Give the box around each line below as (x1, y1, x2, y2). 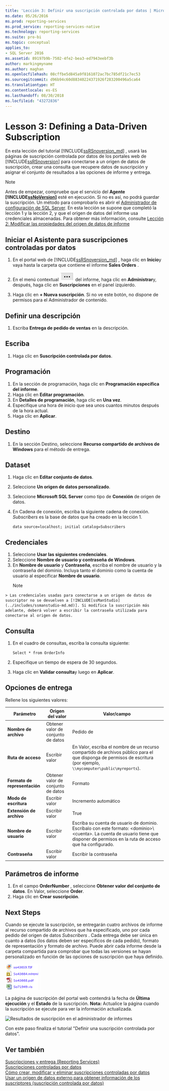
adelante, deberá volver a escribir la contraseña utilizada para (5, 608, 147, 613)
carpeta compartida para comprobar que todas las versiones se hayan (5, 949, 151, 955)
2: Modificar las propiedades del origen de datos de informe (5, 221, 130, 227)
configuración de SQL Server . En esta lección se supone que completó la (5, 205, 157, 211)
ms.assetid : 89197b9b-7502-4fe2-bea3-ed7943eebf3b (5, 56, 114, 61)
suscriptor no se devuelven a (5, 598, 69, 603)
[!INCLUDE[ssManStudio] (70, 598, 121, 603)
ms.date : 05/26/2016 (5, 13, 49, 19)
